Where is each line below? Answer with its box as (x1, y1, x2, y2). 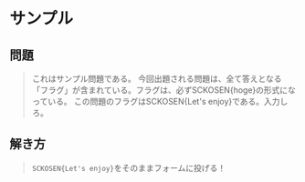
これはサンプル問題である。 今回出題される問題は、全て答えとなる (31, 74, 282, 84)
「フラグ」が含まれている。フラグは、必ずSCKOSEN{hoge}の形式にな (31, 85, 297, 96)
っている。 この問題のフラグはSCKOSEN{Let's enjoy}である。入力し (31, 96, 289, 106)
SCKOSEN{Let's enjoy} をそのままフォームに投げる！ (31, 162, 226, 173)
